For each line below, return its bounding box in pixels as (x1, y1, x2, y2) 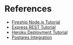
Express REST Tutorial (11, 24, 56, 30)
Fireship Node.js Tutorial (11, 19, 60, 25)
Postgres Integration (11, 34, 52, 40)
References (4, 3, 52, 14)
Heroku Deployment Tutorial (11, 29, 68, 35)
